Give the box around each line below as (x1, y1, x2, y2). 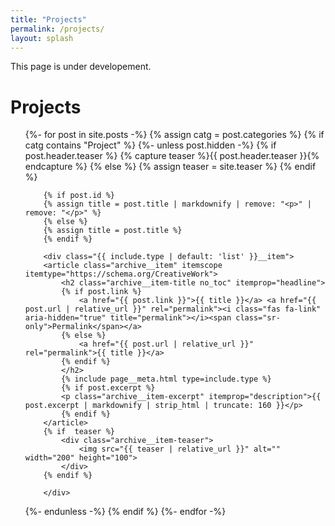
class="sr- (235, 313, 281, 323)
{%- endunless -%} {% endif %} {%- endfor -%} (24, 506, 227, 518)
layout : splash (10, 33, 74, 43)
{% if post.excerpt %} (61, 383, 156, 393)
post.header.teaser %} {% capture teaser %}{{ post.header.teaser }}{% (24, 150, 320, 162)
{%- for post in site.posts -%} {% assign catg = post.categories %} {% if (24, 129, 325, 141)
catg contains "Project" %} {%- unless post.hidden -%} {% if (24, 139, 277, 151)
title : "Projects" (10, 14, 87, 25)
